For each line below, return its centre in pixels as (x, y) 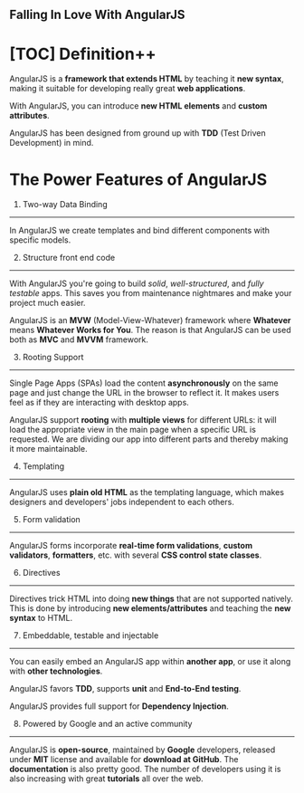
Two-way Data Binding (65, 205)
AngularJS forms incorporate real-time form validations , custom (131, 546)
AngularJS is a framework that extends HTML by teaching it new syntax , (147, 79)
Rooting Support (53, 358)
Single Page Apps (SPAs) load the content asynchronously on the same (144, 383)
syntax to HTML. (41, 618)
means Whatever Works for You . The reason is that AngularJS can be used (150, 330)
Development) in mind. (52, 143)
